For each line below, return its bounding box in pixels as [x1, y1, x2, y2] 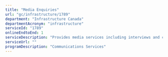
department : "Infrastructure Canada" [5, 16, 84, 21]
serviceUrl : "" [5, 40, 37, 45]
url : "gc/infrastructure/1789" [5, 12, 70, 17]
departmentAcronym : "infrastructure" [5, 21, 84, 26]
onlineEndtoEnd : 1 [5, 30, 43, 35]
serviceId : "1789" [5, 26, 43, 31]
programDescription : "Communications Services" [5, 44, 106, 49]
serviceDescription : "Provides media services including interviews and [5, 35, 160, 40]
